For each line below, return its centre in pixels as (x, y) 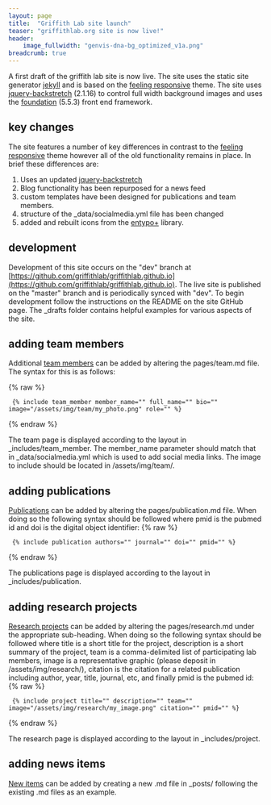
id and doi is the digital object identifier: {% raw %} (93, 528)
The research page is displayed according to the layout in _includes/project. (134, 739)
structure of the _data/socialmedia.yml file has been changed (122, 214)
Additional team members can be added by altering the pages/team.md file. (134, 363)
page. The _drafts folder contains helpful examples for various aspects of (130, 310)
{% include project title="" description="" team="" (102, 701)
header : (21, 38)
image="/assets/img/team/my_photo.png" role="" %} (95, 409)
